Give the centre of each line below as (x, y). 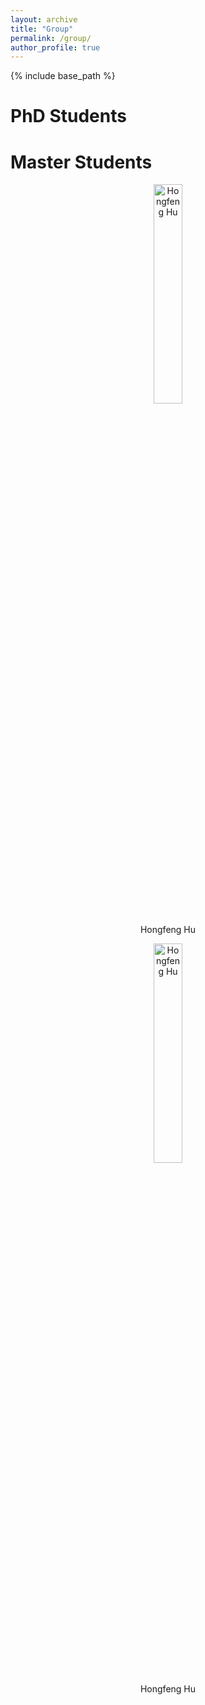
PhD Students (68, 116)
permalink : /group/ (51, 38)
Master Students (81, 162)
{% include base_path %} (63, 76)
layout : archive (44, 19)
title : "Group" (42, 29)
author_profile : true (55, 47)
